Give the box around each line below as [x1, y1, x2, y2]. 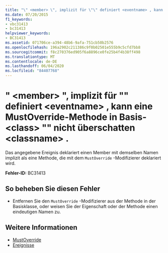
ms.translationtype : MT [5, 54, 55, 59]
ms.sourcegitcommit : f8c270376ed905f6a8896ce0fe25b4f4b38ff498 [5, 49, 141, 54]
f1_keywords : [5, 17, 33, 22]
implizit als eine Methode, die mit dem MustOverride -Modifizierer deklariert [5, 155, 161, 161]
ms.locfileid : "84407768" [5, 69, 59, 74]
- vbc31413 [5, 21, 28, 27]
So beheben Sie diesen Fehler [5, 184, 101, 193]
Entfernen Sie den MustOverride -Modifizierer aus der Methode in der [12, 198, 156, 204]
